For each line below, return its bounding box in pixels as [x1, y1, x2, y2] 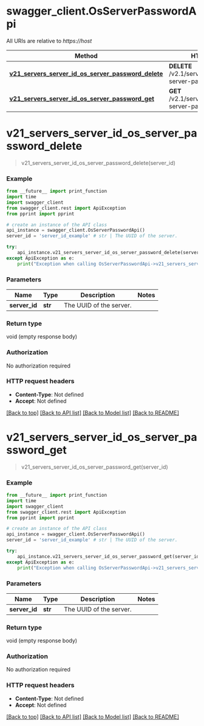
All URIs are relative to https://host [6, 37, 92, 44]
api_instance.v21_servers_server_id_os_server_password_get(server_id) [17, 553, 202, 559]
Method [75, 52, 98, 60]
